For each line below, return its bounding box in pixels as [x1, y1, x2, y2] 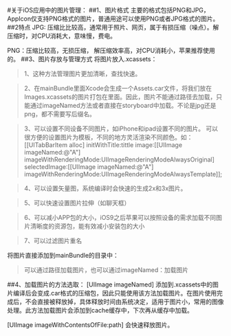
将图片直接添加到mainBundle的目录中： [7, 251, 119, 259]
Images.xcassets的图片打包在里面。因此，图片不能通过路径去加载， [23, 93, 217, 101]
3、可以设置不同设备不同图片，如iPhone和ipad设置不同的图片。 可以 [23, 124, 219, 133]
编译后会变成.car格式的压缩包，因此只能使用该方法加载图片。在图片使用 [12, 289, 217, 297]
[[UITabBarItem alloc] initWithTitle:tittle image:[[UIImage [23, 141, 183, 149]
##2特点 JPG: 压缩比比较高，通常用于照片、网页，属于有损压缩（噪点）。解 [7, 23, 219, 31]
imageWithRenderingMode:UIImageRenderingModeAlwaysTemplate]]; [23, 170, 223, 178]
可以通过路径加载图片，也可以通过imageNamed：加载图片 [23, 266, 189, 273]
